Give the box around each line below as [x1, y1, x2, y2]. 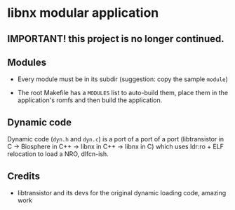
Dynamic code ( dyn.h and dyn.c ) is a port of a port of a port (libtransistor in [7, 135, 224, 143]
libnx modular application [7, 5, 159, 21]
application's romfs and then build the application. [17, 96, 163, 104]
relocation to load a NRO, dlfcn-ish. [7, 150, 109, 158]
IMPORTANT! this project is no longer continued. [7, 33, 224, 45]
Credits [7, 170, 41, 182]
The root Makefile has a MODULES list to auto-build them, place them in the [17, 89, 229, 97]
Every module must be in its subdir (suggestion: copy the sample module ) [17, 75, 228, 83]
